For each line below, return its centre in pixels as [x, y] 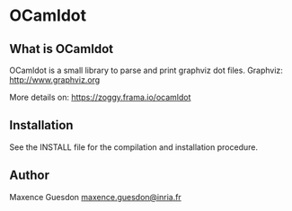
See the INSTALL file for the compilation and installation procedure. [134, 147]
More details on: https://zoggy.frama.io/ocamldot [100, 97]
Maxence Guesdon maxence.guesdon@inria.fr [95, 197]
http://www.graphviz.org [55, 80]
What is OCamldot [62, 49]
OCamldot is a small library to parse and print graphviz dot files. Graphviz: [146, 70]
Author [29, 176]
